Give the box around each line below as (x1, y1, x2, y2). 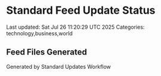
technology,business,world (6, 29, 73, 37)
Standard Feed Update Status (6, 4, 156, 17)
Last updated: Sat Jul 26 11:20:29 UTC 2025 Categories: (6, 23, 145, 31)
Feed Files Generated (6, 47, 87, 57)
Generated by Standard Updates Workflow (6, 63, 111, 70)
